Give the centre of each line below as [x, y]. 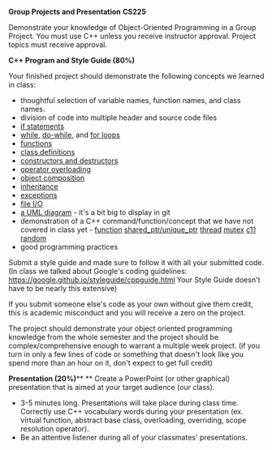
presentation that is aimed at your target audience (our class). [112, 387]
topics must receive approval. [58, 45]
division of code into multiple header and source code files [119, 118]
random [33, 238]
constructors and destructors [69, 161]
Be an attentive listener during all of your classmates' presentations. [134, 437]
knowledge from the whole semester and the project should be [114, 337]
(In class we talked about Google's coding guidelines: [98, 271]
